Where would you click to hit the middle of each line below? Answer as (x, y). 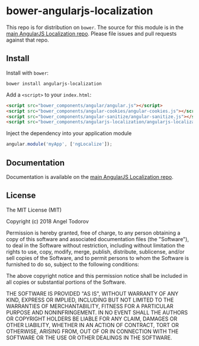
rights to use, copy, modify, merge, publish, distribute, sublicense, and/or (95, 252)
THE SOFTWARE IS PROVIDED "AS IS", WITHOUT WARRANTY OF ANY (92, 293)
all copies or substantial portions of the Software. (66, 282)
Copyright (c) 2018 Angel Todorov (47, 221)
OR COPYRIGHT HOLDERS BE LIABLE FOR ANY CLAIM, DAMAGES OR (92, 319)
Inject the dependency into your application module (69, 133)
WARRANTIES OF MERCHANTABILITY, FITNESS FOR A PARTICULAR (90, 306)
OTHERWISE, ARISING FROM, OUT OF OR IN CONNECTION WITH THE (92, 331)
